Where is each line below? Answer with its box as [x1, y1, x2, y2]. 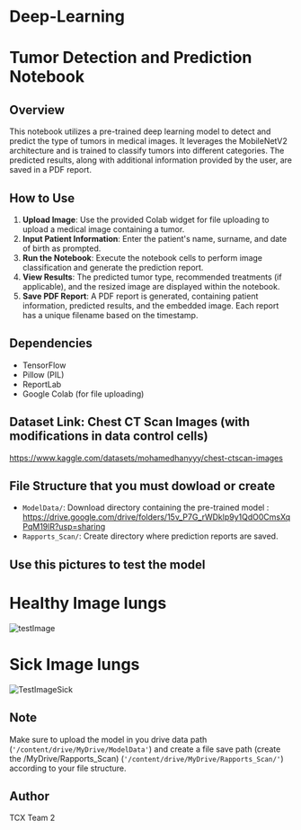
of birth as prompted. [22, 243, 102, 254]
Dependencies [9, 335, 93, 352]
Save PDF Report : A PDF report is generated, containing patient [22, 290, 259, 301]
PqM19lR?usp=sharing [22, 522, 106, 532]
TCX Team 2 [9, 812, 56, 824]
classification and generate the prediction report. [22, 263, 204, 272]
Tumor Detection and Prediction [9, 48, 252, 68]
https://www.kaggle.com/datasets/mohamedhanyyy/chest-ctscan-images [9, 452, 283, 463]
